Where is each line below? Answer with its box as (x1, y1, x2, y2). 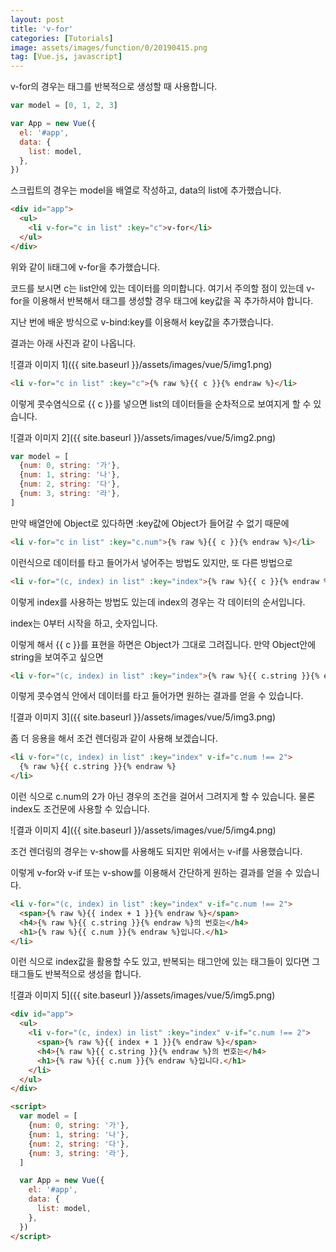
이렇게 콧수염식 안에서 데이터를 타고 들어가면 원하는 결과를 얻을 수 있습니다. (10, 690, 304, 702)
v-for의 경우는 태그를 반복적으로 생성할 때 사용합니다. (10, 81, 218, 93)
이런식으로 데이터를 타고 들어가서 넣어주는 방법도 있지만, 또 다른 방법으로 (10, 556, 293, 568)
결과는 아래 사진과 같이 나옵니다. (10, 337, 137, 349)
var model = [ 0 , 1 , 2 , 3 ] (10, 101, 118, 111)
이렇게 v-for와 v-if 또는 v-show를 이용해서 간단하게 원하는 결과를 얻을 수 (10, 867, 294, 878)
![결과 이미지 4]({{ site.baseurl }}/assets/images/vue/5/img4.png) (10, 824, 277, 836)
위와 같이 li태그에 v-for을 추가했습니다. (10, 261, 161, 273)
